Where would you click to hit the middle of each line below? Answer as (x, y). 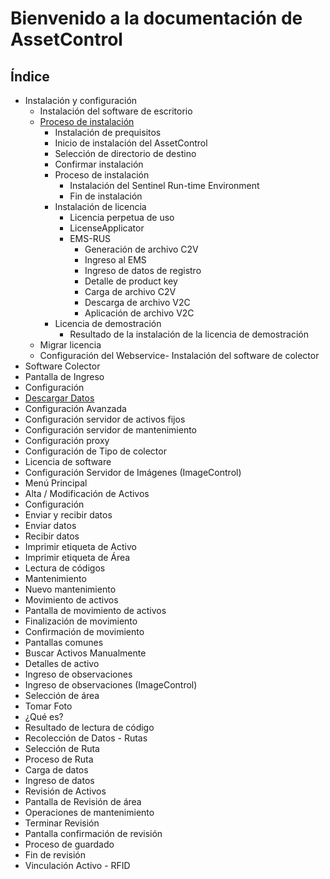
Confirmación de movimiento (84, 631)
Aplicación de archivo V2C (139, 313)
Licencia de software (68, 461)
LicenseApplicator (107, 228)
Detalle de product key (131, 281)
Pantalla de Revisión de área (83, 801)
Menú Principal (56, 483)
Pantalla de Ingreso (64, 376)
